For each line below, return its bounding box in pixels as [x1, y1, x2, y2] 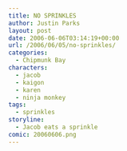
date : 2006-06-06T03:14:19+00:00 [8, 34, 120, 42]
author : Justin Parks [8, 19, 81, 27]
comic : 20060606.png [8, 130, 77, 138]
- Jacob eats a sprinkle [15, 123, 98, 131]
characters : [8, 64, 48, 72]
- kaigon [15, 78, 45, 86]
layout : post [8, 26, 52, 34]
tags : [8, 101, 26, 109]
